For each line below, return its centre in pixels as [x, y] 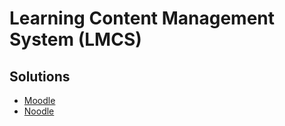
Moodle [39, 100]
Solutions [40, 76]
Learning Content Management [142, 18]
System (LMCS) [75, 39]
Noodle [39, 111]
